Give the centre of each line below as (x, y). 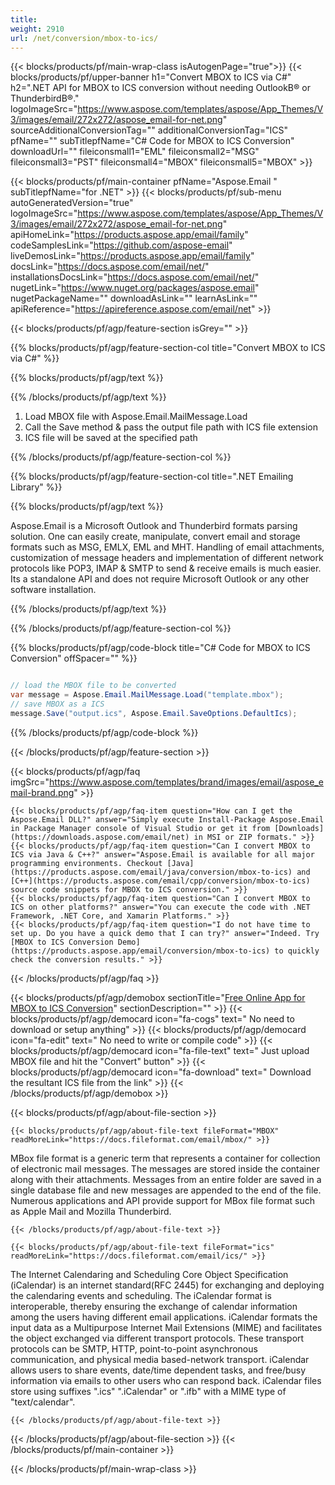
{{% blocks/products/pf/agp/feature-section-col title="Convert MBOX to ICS (168, 348)
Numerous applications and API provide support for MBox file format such (162, 1200)
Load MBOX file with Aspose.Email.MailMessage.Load (136, 417)
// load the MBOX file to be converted (93, 686)
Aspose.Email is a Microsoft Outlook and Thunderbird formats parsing (154, 526)
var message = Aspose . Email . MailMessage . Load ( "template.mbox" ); (147, 695)
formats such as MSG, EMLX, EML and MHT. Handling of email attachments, (167, 547)
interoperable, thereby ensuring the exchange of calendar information (154, 1306)
